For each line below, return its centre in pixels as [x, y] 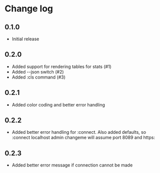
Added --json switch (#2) [38, 72]
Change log [29, 9]
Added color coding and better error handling [58, 104]
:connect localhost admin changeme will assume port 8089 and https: [83, 138]
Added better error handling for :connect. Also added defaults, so [79, 132]
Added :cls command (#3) [39, 77]
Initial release [25, 39]
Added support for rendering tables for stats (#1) [62, 66]
